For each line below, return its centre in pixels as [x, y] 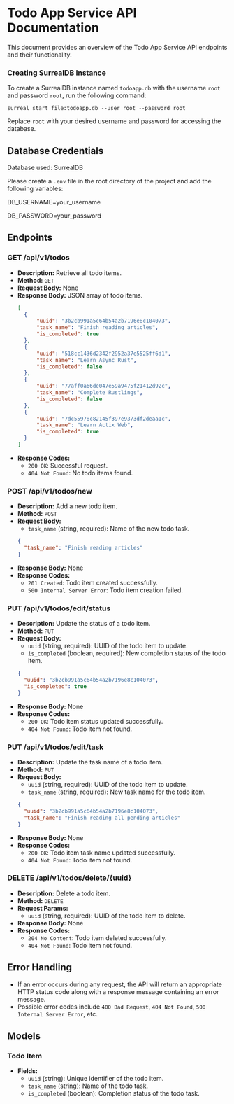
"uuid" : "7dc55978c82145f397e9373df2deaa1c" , [103, 419]
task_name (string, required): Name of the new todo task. [109, 529]
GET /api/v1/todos [38, 258]
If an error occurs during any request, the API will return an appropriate [119, 984]
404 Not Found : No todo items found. [80, 473]
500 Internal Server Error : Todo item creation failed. [105, 590]
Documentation [53, 28]
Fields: [28, 1071]
